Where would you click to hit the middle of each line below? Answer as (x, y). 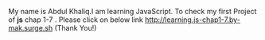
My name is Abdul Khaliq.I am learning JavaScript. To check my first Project (132, 11)
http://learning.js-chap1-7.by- (192, 20)
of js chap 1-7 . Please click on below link (76, 20)
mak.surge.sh (31, 28)
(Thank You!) (76, 28)
